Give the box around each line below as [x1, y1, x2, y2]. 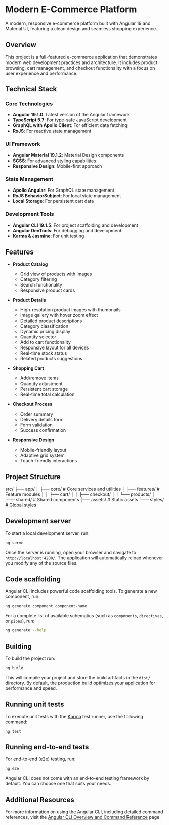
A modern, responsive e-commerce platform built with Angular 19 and [5, 20, 151, 26]
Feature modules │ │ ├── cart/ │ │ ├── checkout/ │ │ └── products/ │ [5, 491, 155, 497]
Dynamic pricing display [20, 329, 71, 335]
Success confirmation [20, 427, 66, 433]
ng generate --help [5, 628, 47, 633]
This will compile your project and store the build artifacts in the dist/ [5, 674, 151, 680]
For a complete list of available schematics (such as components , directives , [5, 613, 163, 619]
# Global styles [5, 502, 37, 508]
